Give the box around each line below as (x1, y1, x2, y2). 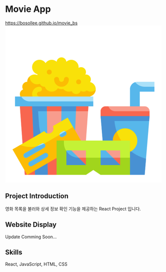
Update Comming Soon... (5, 234, 57, 240)
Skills (5, 248, 22, 257)
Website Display (5, 220, 57, 229)
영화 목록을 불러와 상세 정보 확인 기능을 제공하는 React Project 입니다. (5, 205, 141, 212)
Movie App (5, 3, 51, 15)
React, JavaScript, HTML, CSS (5, 261, 68, 267)
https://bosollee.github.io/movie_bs (5, 20, 78, 26)
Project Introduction (5, 192, 69, 200)
